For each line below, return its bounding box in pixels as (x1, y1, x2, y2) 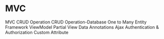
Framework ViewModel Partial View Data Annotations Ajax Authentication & (5, 24, 159, 30)
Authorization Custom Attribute (5, 29, 68, 35)
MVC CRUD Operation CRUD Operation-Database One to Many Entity (5, 19, 147, 25)
